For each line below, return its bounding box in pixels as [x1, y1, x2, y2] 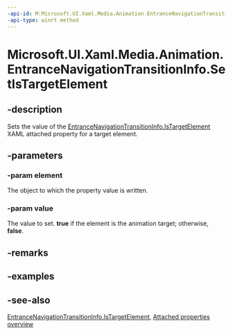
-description [7, 104, 62, 115]
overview [7, 320, 33, 329]
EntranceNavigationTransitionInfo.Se [7, 61, 226, 77]
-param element [7, 170, 63, 180]
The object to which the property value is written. [7, 186, 148, 195]
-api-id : [7, 10, 33, 17]
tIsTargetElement [7, 76, 108, 92]
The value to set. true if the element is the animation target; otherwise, [7, 220, 209, 228]
